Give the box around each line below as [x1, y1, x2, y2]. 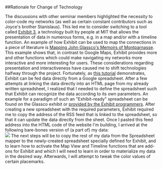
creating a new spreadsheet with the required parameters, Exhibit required [5, 106, 154, 112]
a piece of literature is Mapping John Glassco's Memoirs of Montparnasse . [5, 45, 154, 50]
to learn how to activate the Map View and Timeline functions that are [5, 143, 144, 149]
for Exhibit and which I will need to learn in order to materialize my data [13, 148, 156, 154]
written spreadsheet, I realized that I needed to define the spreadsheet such [5, 86, 157, 91]
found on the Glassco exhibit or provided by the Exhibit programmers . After [5, 101, 155, 107]
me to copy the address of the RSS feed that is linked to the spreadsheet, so [5, 112, 158, 117]
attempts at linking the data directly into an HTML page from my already [5, 81, 149, 86]
